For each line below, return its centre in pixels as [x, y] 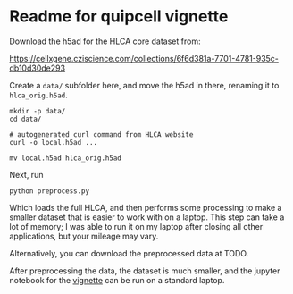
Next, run [26, 174]
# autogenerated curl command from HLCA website [101, 134]
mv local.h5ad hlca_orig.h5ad [66, 158]
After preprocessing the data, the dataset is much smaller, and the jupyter [145, 271]
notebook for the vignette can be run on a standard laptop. [117, 280]
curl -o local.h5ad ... [54, 142]
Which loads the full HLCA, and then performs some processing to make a [146, 207]
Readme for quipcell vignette [119, 17]
